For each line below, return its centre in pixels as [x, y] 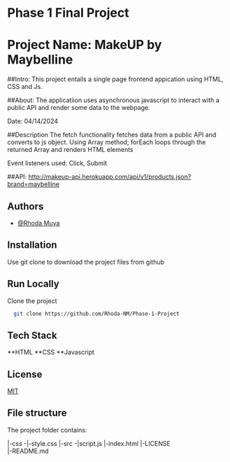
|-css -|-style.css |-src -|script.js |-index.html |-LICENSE [89, 443]
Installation [32, 245]
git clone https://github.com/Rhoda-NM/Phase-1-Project [96, 314]
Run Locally [33, 284]
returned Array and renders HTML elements [71, 150]
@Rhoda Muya [38, 223]
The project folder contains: [47, 430]
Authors [26, 206]
